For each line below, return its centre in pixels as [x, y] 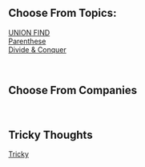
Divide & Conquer [37, 49]
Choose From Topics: [62, 13]
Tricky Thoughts [51, 135]
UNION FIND [29, 32]
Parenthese [27, 41]
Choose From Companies [73, 90]
